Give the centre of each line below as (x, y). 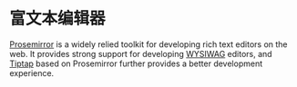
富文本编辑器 (58, 19)
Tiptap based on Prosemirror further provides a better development (136, 63)
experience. (32, 72)
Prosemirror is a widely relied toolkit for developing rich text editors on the (149, 44)
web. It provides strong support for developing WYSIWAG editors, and (141, 53)
